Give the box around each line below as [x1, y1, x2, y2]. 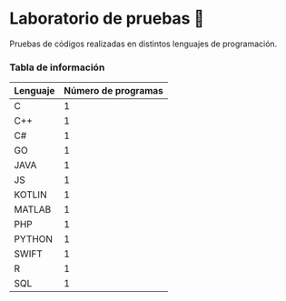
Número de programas [63, 85, 163, 97]
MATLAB [14, 204, 52, 216]
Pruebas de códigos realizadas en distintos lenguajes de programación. [9, 38, 278, 49]
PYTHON [14, 233, 53, 246]
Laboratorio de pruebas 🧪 [9, 8, 205, 29]
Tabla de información [9, 61, 105, 74]
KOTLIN [14, 188, 47, 201]
